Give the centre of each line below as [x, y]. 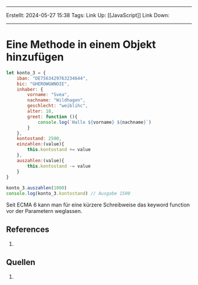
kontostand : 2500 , [39, 139]
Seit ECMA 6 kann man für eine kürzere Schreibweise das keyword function [98, 205]
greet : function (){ [52, 117]
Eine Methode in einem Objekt [81, 45]
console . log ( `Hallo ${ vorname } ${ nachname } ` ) [94, 122]
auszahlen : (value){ [41, 160]
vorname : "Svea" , [48, 95]
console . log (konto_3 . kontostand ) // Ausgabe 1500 [68, 194]
